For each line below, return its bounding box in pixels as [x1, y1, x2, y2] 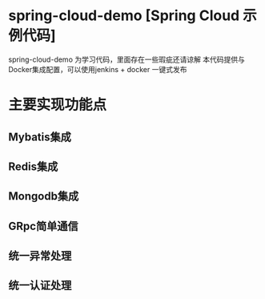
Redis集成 [8, 160, 58, 173]
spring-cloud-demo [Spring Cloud [8, 6, 240, 25]
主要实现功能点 [8, 96, 107, 114]
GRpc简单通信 [8, 219, 78, 232]
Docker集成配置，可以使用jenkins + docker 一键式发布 [8, 64, 187, 74]
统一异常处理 [8, 249, 72, 263]
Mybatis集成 [8, 130, 72, 143]
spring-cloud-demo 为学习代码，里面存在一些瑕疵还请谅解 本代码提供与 [8, 55, 246, 64]
